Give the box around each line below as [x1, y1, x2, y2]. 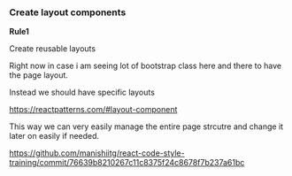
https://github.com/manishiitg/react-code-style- [9, 148, 185, 158]
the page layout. [9, 70, 69, 80]
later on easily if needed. [9, 131, 100, 142]
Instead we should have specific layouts [9, 87, 155, 98]
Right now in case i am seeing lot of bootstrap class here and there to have [9, 60, 282, 72]
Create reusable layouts [9, 43, 96, 54]
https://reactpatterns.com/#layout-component [9, 104, 178, 115]
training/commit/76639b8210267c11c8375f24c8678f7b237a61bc [9, 157, 245, 168]
